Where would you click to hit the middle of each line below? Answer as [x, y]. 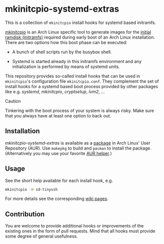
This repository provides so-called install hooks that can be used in [73, 76]
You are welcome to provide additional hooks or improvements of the [74, 226]
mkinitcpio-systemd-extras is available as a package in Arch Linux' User [78, 143]
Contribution [25, 214]
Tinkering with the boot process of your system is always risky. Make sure [80, 111]
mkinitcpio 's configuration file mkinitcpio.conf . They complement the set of [82, 81]
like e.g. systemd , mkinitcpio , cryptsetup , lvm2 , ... [55, 91]
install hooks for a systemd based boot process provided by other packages [82, 86]
